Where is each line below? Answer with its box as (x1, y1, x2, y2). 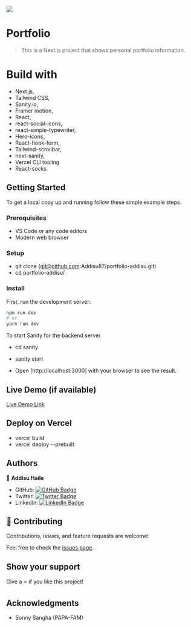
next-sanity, (15, 152, 45, 159)
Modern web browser (15, 234, 70, 241)
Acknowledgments (6, 598, 80, 608)
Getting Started (6, 182, 66, 193)
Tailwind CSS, (15, 94, 50, 101)
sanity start (15, 355, 44, 363)
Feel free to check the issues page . (6, 544, 94, 551)
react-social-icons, (15, 120, 63, 127)
